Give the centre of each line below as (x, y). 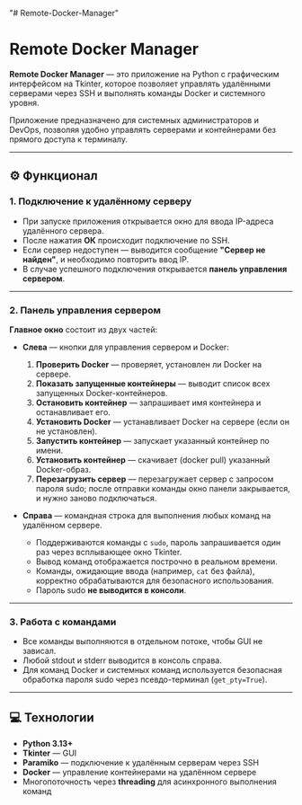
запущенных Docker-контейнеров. (102, 393)
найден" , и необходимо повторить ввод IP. (106, 259)
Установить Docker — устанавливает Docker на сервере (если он (163, 421)
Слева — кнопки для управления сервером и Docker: (125, 347)
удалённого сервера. (63, 230)
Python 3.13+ (48, 744)
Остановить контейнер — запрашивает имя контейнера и (148, 402)
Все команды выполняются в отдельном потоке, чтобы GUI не (142, 641)
